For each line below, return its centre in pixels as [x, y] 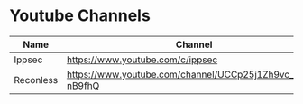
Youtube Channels [80, 16]
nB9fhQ [83, 85]
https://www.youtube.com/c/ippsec [142, 60]
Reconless [36, 80]
